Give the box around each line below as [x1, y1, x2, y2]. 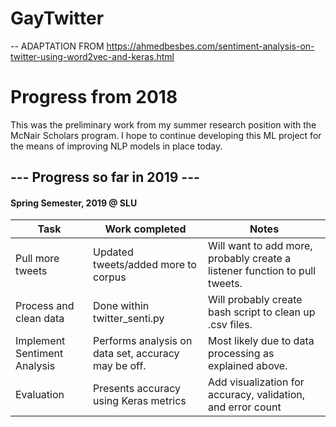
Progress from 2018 [10, 86, 178, 109]
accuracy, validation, [207, 388, 306, 402]
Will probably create [207, 293, 303, 307]
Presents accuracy [93, 382, 181, 396]
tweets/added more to [93, 258, 197, 272]
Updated [93, 245, 134, 259]
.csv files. [207, 318, 253, 332]
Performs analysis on [93, 334, 193, 348]
